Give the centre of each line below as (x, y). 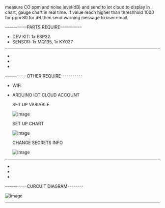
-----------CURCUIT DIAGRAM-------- (44, 186)
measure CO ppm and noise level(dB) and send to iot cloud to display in (78, 7)
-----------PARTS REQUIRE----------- (43, 27)
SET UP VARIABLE (31, 104)
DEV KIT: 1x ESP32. (32, 37)
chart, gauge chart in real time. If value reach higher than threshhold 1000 (80, 12)
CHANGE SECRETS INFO (37, 143)
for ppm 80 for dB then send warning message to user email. (67, 17)
